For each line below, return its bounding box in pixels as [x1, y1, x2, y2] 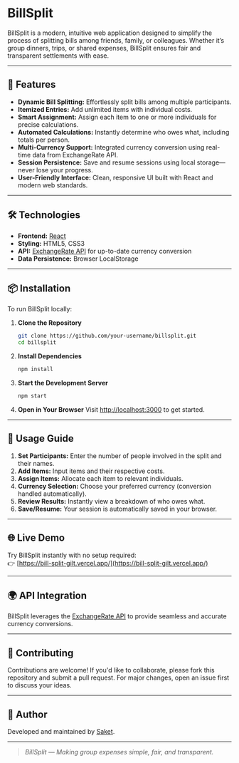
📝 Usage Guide [7, 432, 75, 445]
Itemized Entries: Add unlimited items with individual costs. [17, 105, 193, 113]
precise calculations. [17, 120, 79, 129]
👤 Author [7, 708, 48, 720]
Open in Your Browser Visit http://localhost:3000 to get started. [17, 405, 205, 414]
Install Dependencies [17, 352, 82, 360]
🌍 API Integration [7, 589, 87, 601]
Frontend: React [17, 232, 66, 240]
